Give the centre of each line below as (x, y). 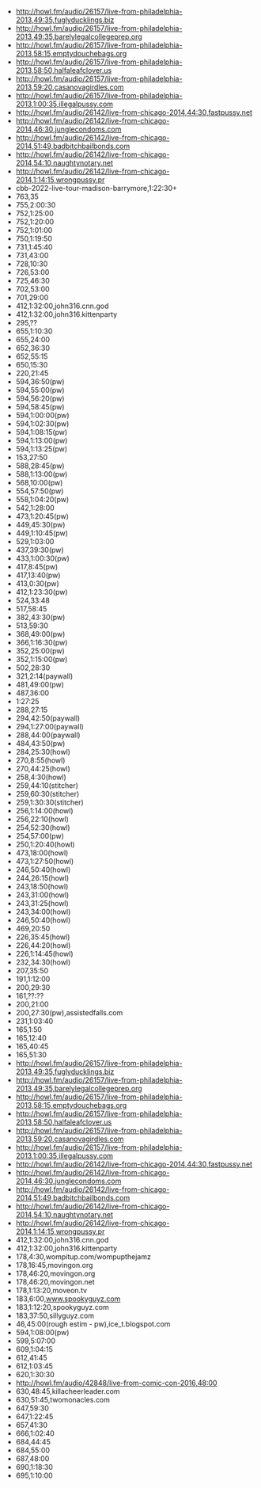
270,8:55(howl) (40, 760)
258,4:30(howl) (41, 777)
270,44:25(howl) (43, 769)
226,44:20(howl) (43, 945)
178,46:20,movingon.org (55, 1273)
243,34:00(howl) (43, 911)
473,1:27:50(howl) (45, 861)
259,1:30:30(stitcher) (50, 802)
